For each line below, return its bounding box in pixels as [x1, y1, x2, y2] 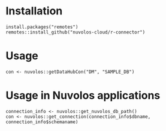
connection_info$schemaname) [5, 118, 79, 125]
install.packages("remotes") [5, 24, 79, 30]
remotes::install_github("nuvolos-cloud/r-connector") [5, 29, 146, 35]
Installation [5, 4, 63, 18]
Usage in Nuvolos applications [5, 89, 161, 102]
